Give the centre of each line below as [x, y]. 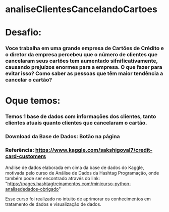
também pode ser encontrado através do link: [52, 178]
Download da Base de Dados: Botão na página [63, 137]
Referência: [20, 150]
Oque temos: [33, 101]
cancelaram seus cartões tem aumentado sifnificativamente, [81, 61]
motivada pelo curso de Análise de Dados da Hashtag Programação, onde [82, 173]
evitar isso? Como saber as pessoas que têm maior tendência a [84, 73]
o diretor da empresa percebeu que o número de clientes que [81, 55]
